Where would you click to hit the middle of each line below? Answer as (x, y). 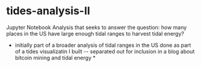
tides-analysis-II (48, 11)
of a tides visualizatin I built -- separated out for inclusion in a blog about (105, 51)
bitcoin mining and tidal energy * (55, 58)
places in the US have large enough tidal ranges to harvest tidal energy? (95, 33)
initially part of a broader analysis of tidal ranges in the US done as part (103, 45)
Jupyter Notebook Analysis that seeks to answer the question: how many (97, 27)
